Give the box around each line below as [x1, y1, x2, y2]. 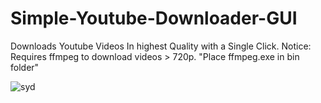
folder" [10, 61, 40, 73]
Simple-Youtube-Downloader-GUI [10, 7, 298, 30]
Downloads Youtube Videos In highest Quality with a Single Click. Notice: [10, 40, 312, 52]
